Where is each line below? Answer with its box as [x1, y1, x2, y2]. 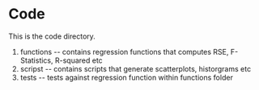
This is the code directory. [8, 31, 96, 41]
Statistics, [19, 55, 54, 65]
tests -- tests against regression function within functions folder [19, 72, 233, 82]
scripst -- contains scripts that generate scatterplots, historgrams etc [19, 63, 252, 73]
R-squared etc [54, 55, 103, 65]
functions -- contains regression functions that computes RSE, [19, 47, 229, 56]
